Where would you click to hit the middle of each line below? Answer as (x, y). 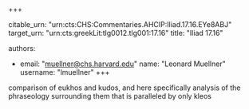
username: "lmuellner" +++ (65, 72)
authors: (22, 48)
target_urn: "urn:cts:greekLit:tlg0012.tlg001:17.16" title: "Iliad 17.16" (116, 33)
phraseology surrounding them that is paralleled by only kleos (110, 96)
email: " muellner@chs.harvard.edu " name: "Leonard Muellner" (123, 64)
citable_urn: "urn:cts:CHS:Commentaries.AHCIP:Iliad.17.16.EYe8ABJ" (120, 24)
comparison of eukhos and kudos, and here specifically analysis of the (125, 88)
